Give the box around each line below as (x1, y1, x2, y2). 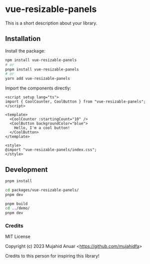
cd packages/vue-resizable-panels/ (5, 187, 79, 192)
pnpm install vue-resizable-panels (5, 66, 79, 72)
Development (5, 165, 48, 173)
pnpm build (5, 201, 28, 206)
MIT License (5, 233, 31, 239)
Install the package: (5, 47, 46, 53)
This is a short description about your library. (5, 20, 98, 26)
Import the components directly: (5, 85, 71, 91)
